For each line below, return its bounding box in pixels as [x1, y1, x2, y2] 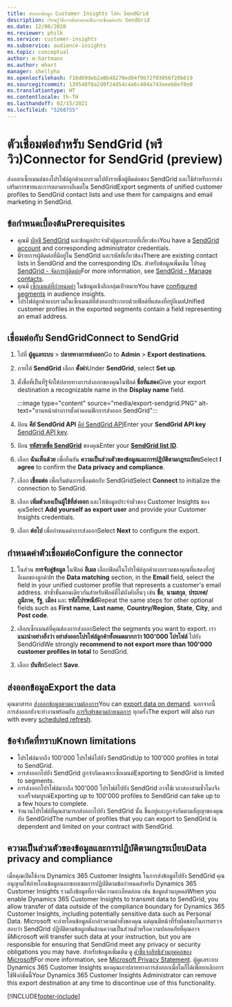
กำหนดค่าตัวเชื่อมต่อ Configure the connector [7, 547, 183, 558]
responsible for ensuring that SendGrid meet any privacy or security [7, 940, 202, 948]
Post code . [17, 611, 49, 619]
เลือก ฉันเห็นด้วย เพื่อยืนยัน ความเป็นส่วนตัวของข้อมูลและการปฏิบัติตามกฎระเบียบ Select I [17, 455, 222, 464]
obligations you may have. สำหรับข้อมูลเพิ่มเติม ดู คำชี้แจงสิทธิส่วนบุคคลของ [7, 948, 192, 956]
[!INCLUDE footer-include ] [7, 992, 81, 1000]
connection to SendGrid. [17, 484, 88, 493]
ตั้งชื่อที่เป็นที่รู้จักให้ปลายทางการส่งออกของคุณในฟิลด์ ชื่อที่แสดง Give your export [17, 378, 206, 386]
